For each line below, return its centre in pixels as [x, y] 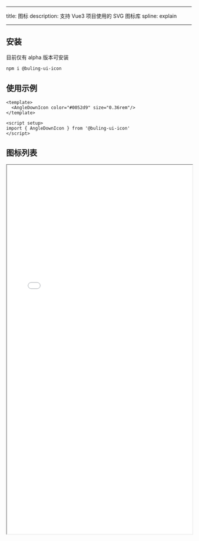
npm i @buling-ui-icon [34, 69]
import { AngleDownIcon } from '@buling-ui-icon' [68, 128]
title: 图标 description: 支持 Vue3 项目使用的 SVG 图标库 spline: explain [92, 16]
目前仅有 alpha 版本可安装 [37, 57]
